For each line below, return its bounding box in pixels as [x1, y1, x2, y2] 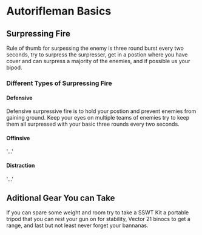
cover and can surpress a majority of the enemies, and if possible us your [6, 58, 190, 64]
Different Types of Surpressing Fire [6, 79, 112, 87]
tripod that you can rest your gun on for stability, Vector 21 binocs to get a [6, 216, 191, 223]
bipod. [6, 64, 22, 71]
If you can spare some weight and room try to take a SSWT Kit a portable [6, 209, 189, 216]
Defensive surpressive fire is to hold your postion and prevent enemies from [6, 107, 197, 115]
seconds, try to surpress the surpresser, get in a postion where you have [6, 51, 188, 58]
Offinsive [6, 134, 30, 141]
